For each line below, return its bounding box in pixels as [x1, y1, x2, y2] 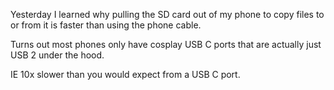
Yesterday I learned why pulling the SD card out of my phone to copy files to [10, 9, 325, 20]
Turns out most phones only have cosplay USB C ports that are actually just [10, 39, 322, 50]
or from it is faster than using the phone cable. [10, 19, 202, 31]
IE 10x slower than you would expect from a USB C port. [10, 69, 241, 80]
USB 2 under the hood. [10, 49, 105, 61]
